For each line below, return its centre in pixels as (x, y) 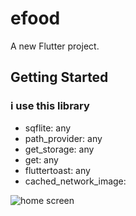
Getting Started (59, 77)
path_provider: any (63, 138)
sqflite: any (48, 128)
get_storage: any (59, 149)
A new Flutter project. (55, 46)
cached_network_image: (75, 181)
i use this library (50, 106)
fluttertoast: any (57, 170)
